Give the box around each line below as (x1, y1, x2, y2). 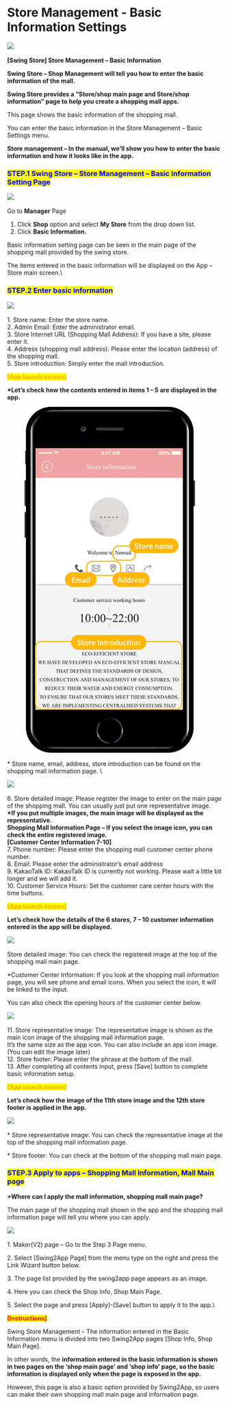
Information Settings (7, 19, 127, 35)
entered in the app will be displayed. (7, 923, 112, 931)
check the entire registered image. (7, 830, 107, 838)
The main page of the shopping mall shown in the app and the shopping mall (7, 1206, 223, 1214)
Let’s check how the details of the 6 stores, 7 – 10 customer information (7, 915, 214, 923)
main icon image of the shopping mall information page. (7, 1033, 164, 1041)
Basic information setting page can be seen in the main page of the (7, 241, 196, 249)
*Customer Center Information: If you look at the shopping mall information (7, 971, 219, 979)
